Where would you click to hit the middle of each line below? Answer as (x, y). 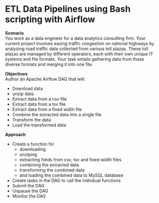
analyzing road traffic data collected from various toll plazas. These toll (77, 49)
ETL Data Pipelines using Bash (68, 9)
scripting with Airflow (50, 19)
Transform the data (32, 120)
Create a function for (33, 144)
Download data (27, 88)
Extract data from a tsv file (39, 104)
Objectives (16, 74)
